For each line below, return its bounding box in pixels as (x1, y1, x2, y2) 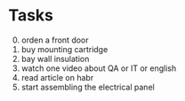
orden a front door (20, 35, 90, 45)
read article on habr (20, 72, 94, 82)
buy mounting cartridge (20, 43, 109, 54)
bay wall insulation (20, 53, 90, 64)
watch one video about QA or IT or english (20, 63, 177, 74)
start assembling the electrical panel (20, 82, 155, 92)
